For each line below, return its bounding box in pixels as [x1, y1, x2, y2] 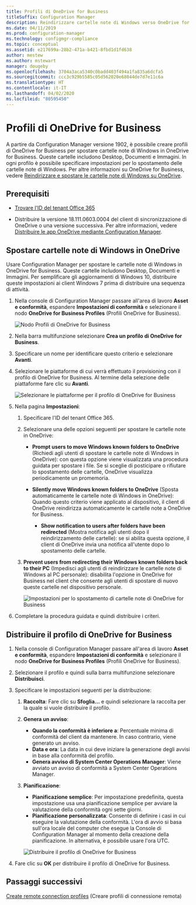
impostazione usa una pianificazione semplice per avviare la [32, 800, 177, 806]
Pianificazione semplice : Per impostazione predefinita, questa [32, 793, 184, 800]
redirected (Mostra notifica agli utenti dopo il [40, 529, 149, 536]
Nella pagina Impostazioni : [14, 403, 80, 410]
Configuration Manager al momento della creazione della [32, 831, 170, 837]
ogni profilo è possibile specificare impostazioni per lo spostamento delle [6, 159, 183, 166]
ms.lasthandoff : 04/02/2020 [6, 90, 75, 96]
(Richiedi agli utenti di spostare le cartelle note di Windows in [32, 450, 180, 457]
